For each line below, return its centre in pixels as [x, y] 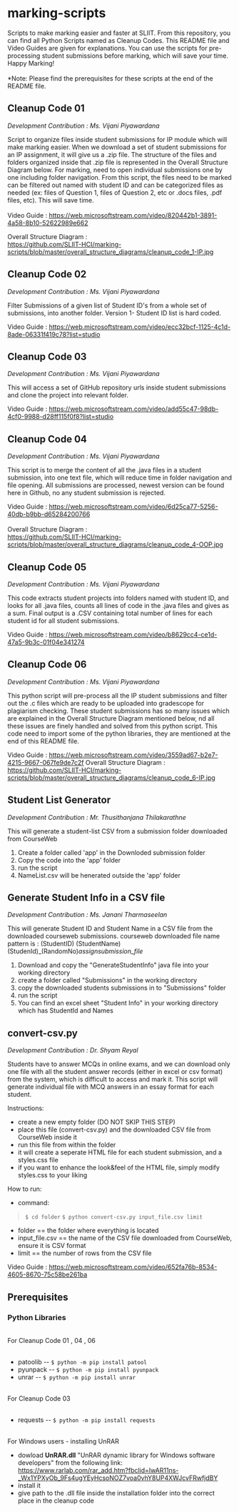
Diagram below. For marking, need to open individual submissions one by [115, 170]
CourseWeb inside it [47, 1137]
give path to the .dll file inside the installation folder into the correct [116, 1493]
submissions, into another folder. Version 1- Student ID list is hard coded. [114, 313]
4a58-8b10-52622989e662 [48, 223]
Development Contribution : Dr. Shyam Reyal [73, 1050]
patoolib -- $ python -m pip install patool [82, 1361]
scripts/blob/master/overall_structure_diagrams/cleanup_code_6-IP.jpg [111, 777]
